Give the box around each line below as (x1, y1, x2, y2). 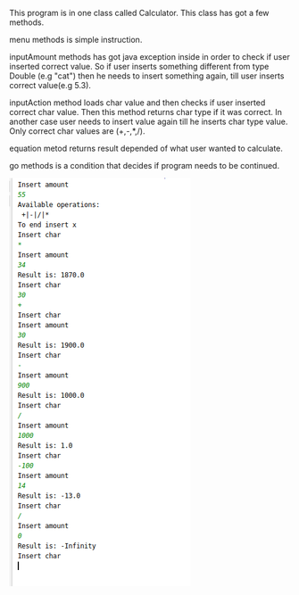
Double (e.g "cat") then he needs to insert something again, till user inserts (9, 70, 285, 81)
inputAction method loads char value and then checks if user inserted (9, 97, 266, 108)
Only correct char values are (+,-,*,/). (9, 126, 145, 136)
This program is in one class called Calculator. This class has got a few (9, 8, 270, 18)
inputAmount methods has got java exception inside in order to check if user (9, 52, 290, 62)
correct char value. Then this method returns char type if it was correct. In (9, 107, 283, 117)
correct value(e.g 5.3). (9, 80, 92, 90)
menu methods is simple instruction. (9, 35, 143, 45)
